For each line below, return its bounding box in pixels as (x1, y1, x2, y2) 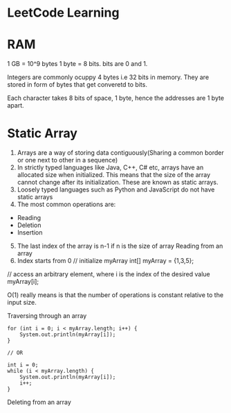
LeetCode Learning (7, 5, 120, 21)
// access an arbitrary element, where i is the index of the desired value (7, 270, 211, 278)
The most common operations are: (17, 200, 116, 209)
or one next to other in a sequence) (17, 156, 118, 165)
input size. (7, 298, 37, 307)
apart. (7, 101, 24, 110)
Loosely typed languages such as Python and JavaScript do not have (17, 185, 215, 194)
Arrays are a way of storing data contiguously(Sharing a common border (17, 149, 225, 157)
